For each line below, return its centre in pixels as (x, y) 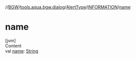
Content (13, 46)
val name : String (22, 51)
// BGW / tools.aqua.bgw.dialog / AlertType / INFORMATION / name (68, 7)
